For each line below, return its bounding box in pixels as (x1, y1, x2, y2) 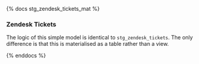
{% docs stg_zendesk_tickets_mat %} (6, 5, 100, 12)
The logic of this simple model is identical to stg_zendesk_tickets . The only (6, 34, 193, 41)
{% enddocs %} (6, 52, 46, 59)
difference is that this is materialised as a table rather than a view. (6, 40, 169, 48)
